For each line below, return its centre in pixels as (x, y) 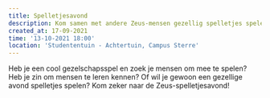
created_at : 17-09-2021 (48, 31)
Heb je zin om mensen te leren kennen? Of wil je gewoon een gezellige (125, 77)
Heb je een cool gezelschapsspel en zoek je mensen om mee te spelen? (128, 68)
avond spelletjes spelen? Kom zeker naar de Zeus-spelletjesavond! (119, 86)
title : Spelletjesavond (48, 16)
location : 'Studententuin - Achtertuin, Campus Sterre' (104, 46)
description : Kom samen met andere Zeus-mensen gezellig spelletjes (125, 23)
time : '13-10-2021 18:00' (51, 38)
